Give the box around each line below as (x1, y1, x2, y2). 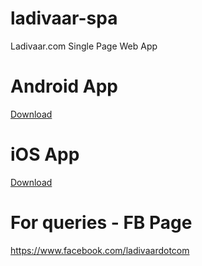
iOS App (10, 143, 80, 166)
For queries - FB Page (10, 212, 193, 234)
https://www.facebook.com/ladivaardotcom (10, 244, 190, 256)
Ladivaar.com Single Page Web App (10, 40, 158, 52)
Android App (10, 75, 118, 98)
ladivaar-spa (10, 7, 118, 30)
